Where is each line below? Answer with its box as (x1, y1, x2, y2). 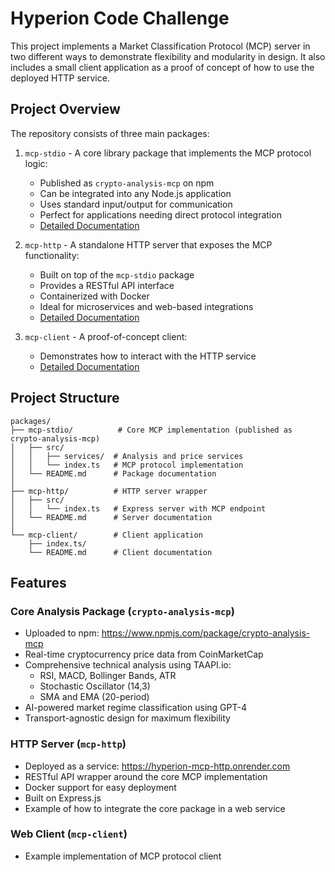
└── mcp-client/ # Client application (10, 530, 203, 540)
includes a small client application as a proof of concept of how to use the (10, 61, 315, 73)
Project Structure (10, 390, 120, 407)
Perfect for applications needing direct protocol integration (39, 208, 282, 221)
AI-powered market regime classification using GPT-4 (24, 702, 247, 714)
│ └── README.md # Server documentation (10, 512, 213, 522)
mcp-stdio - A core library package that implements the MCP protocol (24, 147, 312, 159)
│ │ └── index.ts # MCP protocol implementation (10, 460, 244, 470)
